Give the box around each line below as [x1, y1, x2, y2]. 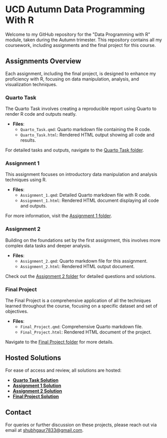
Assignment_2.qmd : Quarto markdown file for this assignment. [20, 257, 148, 264]
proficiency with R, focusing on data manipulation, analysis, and [5, 75, 139, 82]
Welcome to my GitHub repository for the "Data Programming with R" [5, 31, 150, 37]
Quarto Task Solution [12, 377, 59, 383]
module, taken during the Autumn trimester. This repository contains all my [5, 37, 162, 43]
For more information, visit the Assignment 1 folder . [5, 213, 112, 219]
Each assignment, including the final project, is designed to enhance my [5, 70, 156, 76]
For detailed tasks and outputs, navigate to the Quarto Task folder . [5, 147, 144, 153]
